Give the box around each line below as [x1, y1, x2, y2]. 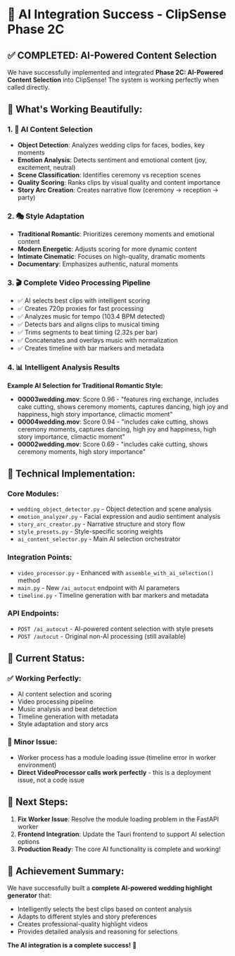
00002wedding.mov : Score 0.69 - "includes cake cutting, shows [17, 440, 208, 448]
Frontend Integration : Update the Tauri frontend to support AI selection [17, 830, 225, 838]
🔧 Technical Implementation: [7, 467, 136, 479]
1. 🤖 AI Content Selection [7, 125, 94, 135]
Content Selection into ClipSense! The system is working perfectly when [7, 75, 220, 84]
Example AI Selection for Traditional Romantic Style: [7, 381, 163, 390]
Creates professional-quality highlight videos [17, 920, 148, 929]
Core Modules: [7, 489, 59, 498]
